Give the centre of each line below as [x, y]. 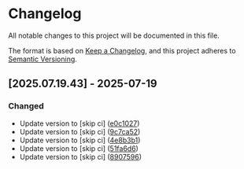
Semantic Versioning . [43, 59]
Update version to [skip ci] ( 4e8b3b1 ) [80, 140]
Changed [26, 106]
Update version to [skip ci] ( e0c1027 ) [79, 123]
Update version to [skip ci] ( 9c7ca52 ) [80, 131]
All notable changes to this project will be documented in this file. [114, 35]
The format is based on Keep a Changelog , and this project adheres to [122, 50]
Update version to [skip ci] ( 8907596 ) [81, 156]
